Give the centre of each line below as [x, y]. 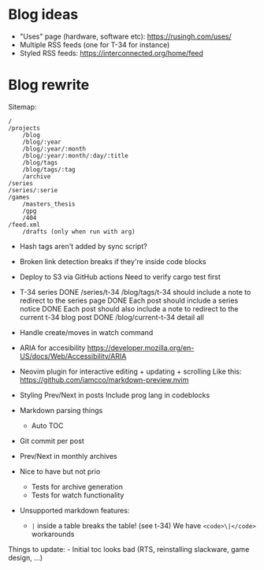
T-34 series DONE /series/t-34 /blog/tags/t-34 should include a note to [135, 292]
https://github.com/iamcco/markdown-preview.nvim [104, 379]
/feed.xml [24, 225]
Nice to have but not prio [60, 471]
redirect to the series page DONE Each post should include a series [129, 300]
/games [19, 197]
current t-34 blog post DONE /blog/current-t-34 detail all [112, 317]
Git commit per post [52, 441]
